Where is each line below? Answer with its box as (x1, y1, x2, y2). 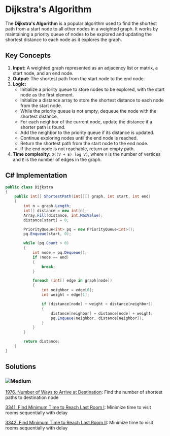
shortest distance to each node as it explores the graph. (5, 37, 122, 43)
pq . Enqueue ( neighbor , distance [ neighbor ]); (50, 316, 144, 321)
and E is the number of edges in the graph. (12, 156, 102, 162)
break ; (41, 264, 56, 270)
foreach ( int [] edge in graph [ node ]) (32, 278, 113, 283)
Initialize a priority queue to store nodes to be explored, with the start (20, 86, 165, 92)
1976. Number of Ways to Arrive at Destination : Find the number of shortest (5, 389, 163, 395)
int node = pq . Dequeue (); (32, 250, 87, 255)
